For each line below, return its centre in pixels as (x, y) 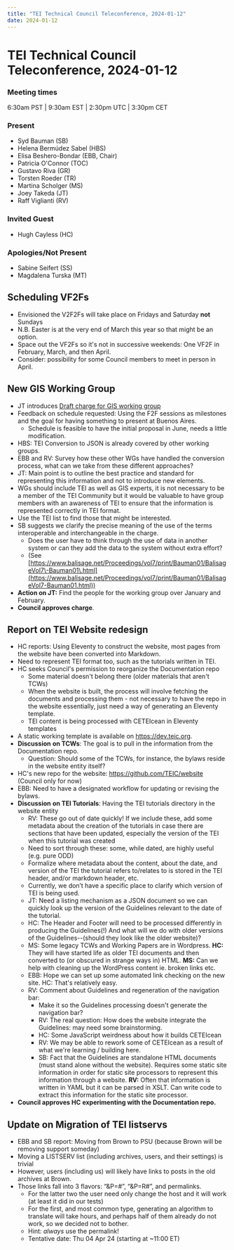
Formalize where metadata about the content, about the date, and (123, 863)
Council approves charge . (56, 607)
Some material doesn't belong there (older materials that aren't (119, 677)
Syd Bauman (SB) (43, 141)
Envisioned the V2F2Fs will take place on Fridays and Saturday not (114, 314)
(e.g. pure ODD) (51, 856)
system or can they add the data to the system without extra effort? (125, 548)
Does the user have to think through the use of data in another (118, 540)
